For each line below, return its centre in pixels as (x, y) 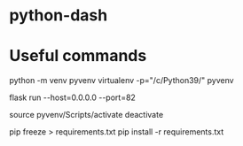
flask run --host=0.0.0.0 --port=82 (72, 97)
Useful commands (78, 56)
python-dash (59, 15)
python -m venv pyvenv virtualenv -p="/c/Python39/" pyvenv (121, 81)
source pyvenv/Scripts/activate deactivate (86, 115)
